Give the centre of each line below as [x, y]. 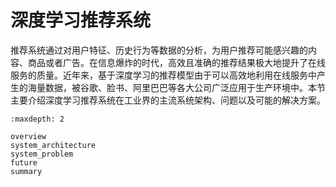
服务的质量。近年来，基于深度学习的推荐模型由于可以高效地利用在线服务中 [163, 75]
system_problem [42, 154]
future [24, 162]
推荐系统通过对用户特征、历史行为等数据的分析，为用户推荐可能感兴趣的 [159, 50]
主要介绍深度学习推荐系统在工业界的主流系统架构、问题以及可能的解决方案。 [168, 100]
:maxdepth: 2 [37, 119]
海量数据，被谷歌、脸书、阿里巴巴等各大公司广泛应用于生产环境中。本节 [176, 87]
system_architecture [53, 145]
